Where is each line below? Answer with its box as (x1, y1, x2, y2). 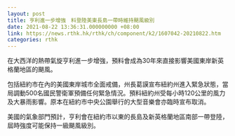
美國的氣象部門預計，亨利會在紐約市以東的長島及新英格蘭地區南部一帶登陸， (7, 113, 229, 121)
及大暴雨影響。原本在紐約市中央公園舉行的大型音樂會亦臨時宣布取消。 (7, 97, 210, 106)
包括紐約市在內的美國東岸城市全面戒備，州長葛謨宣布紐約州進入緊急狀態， (7, 80, 222, 88)
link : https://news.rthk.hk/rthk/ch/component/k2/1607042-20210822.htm (7, 29, 221, 37)
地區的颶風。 (19, 65, 57, 74)
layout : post (7, 10, 46, 18)
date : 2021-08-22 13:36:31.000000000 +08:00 (7, 23, 140, 30)
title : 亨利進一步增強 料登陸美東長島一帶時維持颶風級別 (7, 17, 155, 24)
